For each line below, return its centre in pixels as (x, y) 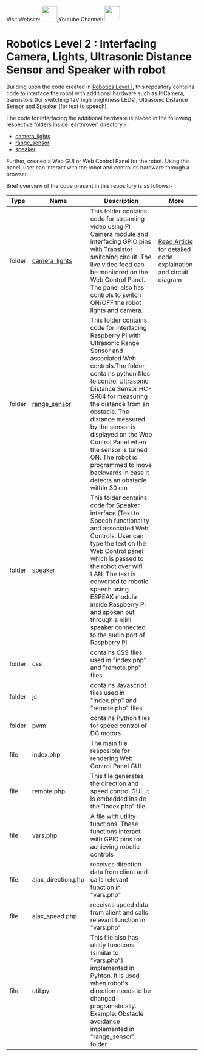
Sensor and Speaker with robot (86, 70)
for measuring (127, 396)
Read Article (175, 241)
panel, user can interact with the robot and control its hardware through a (98, 167)
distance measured (118, 419)
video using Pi (110, 226)
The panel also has (117, 287)
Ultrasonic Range (115, 343)
